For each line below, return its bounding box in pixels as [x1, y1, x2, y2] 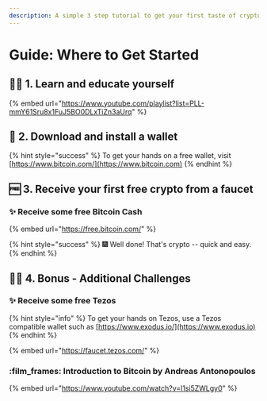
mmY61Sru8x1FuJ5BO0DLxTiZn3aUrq [9, 106, 132, 116]
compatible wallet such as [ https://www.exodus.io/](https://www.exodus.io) [9, 322, 256, 331]
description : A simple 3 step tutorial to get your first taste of [9, 11, 237, 20]
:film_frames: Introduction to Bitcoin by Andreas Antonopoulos [9, 365, 256, 376]
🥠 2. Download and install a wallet [9, 130, 178, 144]
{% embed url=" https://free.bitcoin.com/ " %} [9, 224, 157, 234]
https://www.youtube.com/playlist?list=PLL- [61, 98, 205, 108]
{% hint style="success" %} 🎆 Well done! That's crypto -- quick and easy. [9, 240, 252, 249]
